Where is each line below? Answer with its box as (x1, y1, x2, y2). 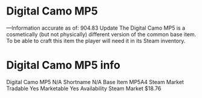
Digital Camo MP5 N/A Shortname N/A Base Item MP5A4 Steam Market (6, 78, 184, 85)
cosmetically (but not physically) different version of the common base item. (6, 30, 197, 38)
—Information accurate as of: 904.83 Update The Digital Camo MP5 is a (6, 24, 186, 31)
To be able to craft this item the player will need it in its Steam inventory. (6, 37, 186, 44)
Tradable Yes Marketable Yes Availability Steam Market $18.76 (6, 85, 161, 92)
